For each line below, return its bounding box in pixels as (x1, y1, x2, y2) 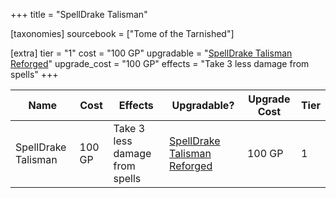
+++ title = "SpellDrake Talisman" (10, 9, 148, 20)
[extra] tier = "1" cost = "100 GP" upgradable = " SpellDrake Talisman (10, 47, 293, 59)
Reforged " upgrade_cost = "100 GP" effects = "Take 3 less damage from (10, 58, 310, 69)
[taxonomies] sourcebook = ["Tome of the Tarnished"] (10, 28, 235, 39)
